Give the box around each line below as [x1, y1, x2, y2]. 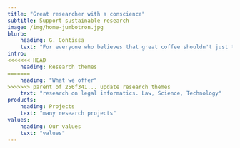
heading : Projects [20, 103, 75, 110]
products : [7, 97, 37, 104]
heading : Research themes [20, 63, 98, 70]
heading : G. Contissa [20, 37, 84, 44]
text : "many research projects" [20, 110, 116, 117]
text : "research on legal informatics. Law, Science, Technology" [20, 90, 222, 97]
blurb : [7, 30, 27, 38]
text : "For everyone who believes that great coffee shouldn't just [20, 43, 229, 51]
